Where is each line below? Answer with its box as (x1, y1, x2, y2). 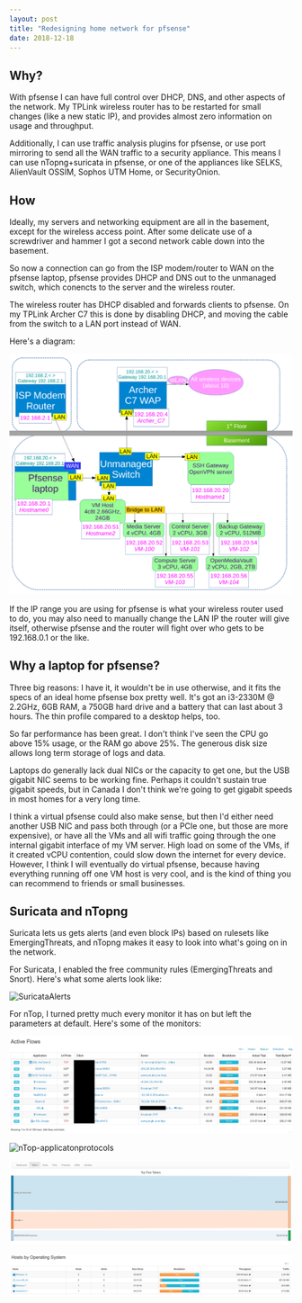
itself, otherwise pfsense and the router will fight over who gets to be (9, 622, 264, 634)
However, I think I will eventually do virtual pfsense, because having (9, 858, 261, 869)
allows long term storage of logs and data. (9, 747, 166, 758)
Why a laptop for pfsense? (9, 658, 160, 674)
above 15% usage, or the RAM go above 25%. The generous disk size (9, 738, 268, 749)
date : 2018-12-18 (9, 33, 75, 42)
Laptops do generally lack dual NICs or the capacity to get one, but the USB (9, 765, 290, 776)
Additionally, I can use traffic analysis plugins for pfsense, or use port (9, 138, 267, 148)
